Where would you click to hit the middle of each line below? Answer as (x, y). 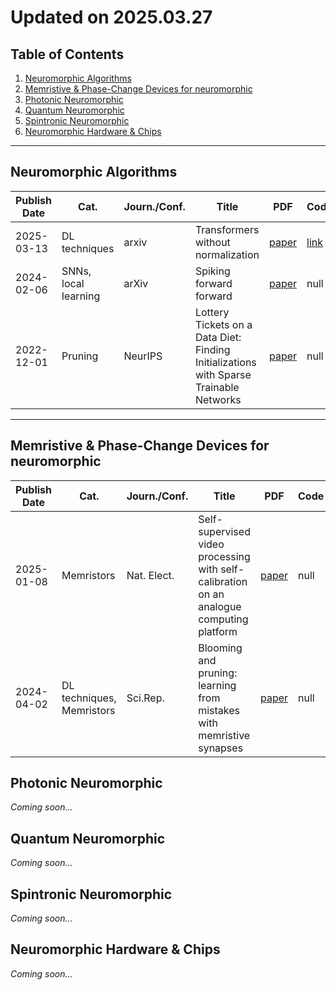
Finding (212, 349)
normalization (227, 254)
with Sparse (223, 374)
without (212, 242)
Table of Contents (67, 54)
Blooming (220, 648)
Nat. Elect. (150, 575)
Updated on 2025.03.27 (111, 17)
